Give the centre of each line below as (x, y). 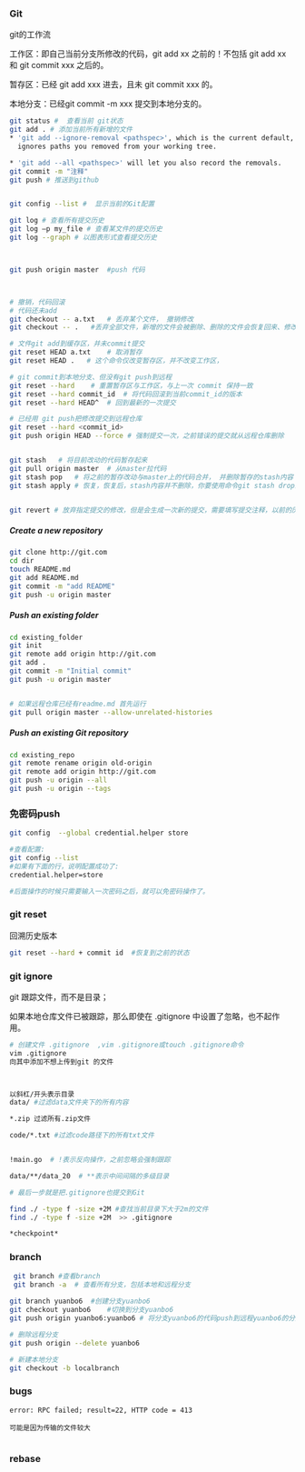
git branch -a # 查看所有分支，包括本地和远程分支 (102, 1285)
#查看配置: (27, 850)
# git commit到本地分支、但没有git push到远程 (91, 377)
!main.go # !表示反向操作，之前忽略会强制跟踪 (90, 1160)
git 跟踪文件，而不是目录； (59, 996)
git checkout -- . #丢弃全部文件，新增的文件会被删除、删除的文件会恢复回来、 (147, 327)
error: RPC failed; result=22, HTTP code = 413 (101, 1410)
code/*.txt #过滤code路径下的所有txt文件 (82, 1136)
